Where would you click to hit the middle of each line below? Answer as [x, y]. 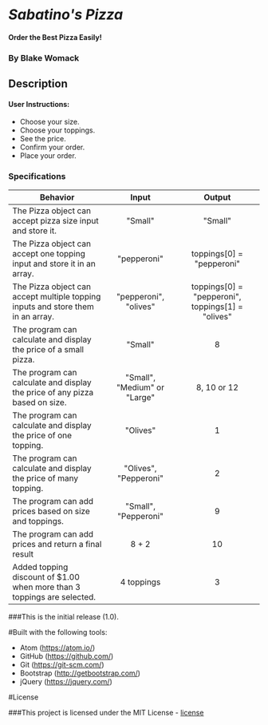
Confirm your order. [52, 147]
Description [38, 84]
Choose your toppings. [57, 130]
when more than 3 [47, 587]
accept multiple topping [57, 296]
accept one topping [49, 253]
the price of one [42, 435]
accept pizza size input [55, 220]
